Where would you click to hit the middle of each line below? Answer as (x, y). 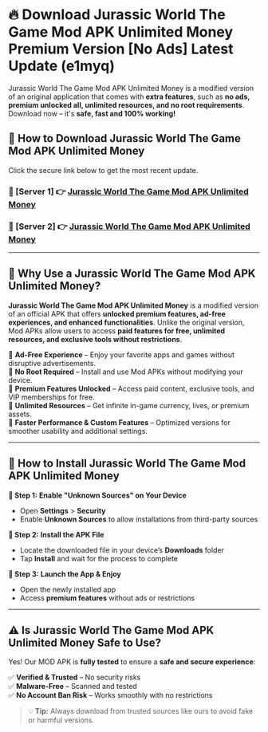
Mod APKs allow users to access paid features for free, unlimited (117, 331)
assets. (20, 414)
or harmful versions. (61, 720)
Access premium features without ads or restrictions (107, 598)
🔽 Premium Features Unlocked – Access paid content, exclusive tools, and (131, 388)
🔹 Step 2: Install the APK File (56, 534)
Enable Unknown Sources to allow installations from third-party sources (139, 519)
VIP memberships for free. (51, 397)
